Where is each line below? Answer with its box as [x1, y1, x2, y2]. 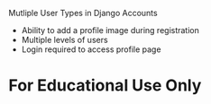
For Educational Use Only [8, 75, 202, 96]
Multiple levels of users [21, 35, 109, 45]
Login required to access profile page [21, 44, 161, 55]
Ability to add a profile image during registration [21, 25, 200, 35]
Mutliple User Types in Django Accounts [8, 8, 159, 18]
